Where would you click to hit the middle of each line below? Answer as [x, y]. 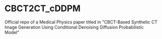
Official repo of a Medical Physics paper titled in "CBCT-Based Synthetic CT [81, 22]
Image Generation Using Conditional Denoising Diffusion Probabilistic [74, 27]
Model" [12, 32]
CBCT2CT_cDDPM [43, 9]
